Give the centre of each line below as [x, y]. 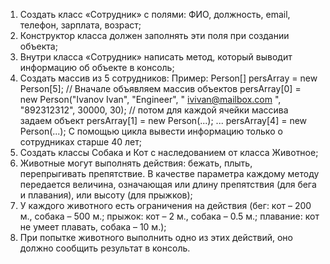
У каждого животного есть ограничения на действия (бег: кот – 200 [165, 205]
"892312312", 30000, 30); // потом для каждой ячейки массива [154, 110]
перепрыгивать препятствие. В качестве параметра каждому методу [169, 173]
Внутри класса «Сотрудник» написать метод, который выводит [156, 57]
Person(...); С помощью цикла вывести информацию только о [151, 131]
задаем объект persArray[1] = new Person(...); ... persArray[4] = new [163, 120]
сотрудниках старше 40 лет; [80, 142]
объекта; [38, 46]
